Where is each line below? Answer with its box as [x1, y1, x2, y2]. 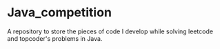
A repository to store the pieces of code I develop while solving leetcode [7, 27, 214, 35]
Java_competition [7, 5, 112, 20]
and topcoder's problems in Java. [7, 34, 103, 42]
